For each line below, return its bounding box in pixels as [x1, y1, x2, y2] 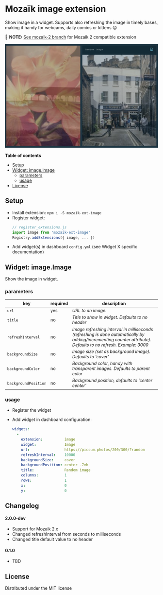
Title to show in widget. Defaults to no [72, 315, 148, 320]
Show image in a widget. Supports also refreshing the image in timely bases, [5, 19, 158, 25]
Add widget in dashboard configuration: [12, 417, 92, 422]
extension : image [21, 437, 76, 442]
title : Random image [21, 468, 91, 472]
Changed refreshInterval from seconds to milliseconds [12, 531, 121, 537]
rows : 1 [21, 478, 67, 483]
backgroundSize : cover [21, 457, 76, 462]
